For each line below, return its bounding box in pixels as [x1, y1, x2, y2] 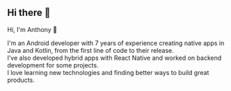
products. [7, 76, 35, 84]
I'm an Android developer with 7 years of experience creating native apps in [7, 39, 225, 47]
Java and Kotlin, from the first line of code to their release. [7, 46, 174, 54]
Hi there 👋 [7, 7, 51, 19]
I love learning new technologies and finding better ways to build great [7, 68, 209, 76]
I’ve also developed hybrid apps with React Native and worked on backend [7, 53, 222, 62]
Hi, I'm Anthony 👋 [7, 25, 58, 33]
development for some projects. [7, 60, 99, 69]
